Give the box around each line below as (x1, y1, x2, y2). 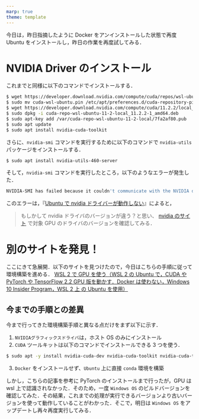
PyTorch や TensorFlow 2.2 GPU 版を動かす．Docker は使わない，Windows (6, 278, 190, 285)
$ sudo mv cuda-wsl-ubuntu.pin (6, 99, 84, 105)
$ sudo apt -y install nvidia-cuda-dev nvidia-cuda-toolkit (6, 353, 158, 359)
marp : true (6, 8, 33, 15)
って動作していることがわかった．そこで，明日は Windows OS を (31, 399, 185, 406)
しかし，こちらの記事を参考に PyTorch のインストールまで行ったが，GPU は (6, 377, 192, 384)
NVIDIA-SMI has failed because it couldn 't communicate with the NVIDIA (6, 188, 190, 194)
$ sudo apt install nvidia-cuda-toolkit (6, 127, 108, 133)
